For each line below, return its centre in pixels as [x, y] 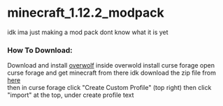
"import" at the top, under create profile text [71, 95]
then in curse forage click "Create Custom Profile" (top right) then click [109, 88]
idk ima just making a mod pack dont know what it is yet [88, 32]
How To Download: [40, 50]
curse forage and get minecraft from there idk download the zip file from [112, 73]
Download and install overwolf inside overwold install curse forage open [111, 66]
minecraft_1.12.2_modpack [86, 13]
